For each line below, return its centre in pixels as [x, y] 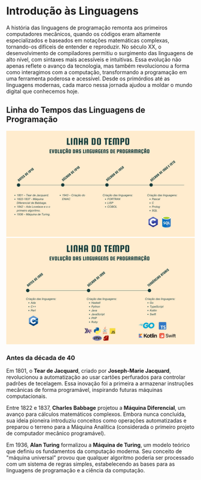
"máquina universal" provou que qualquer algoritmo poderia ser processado [100, 458]
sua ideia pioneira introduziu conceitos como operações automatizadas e [96, 421]
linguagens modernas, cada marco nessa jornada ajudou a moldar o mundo [99, 84]
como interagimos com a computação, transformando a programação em [97, 72]
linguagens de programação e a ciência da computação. [76, 470]
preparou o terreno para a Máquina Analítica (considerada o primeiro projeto [100, 427]
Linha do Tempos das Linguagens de [76, 110]
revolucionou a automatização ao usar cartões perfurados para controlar [96, 377]
